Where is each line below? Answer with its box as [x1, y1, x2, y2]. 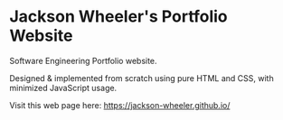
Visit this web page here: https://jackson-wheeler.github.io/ [9, 99, 231, 110]
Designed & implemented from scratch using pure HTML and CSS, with [9, 72, 274, 83]
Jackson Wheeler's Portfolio [9, 6, 228, 27]
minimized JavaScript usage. [9, 82, 118, 93]
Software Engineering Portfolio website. [9, 55, 157, 66]
